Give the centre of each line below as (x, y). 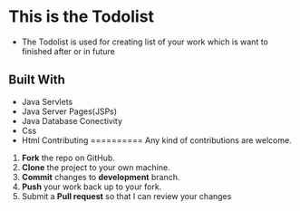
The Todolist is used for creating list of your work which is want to (145, 42)
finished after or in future (68, 51)
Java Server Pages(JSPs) (69, 111)
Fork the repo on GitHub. (68, 158)
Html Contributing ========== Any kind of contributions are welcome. (156, 140)
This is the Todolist (82, 17)
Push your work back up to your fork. (92, 187)
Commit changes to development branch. (101, 177)
